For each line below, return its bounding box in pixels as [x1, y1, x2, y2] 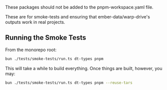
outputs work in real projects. [5, 19, 66, 25]
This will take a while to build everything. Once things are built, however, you [5, 65, 163, 71]
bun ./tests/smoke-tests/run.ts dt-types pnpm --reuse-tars [5, 80, 133, 85]
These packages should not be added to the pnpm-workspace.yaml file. [5, 4, 154, 10]
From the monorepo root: [5, 47, 57, 53]
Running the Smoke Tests [5, 33, 86, 42]
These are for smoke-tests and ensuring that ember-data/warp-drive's [5, 14, 151, 19]
